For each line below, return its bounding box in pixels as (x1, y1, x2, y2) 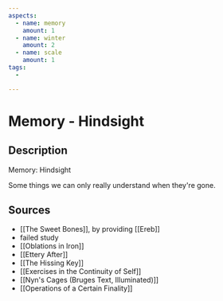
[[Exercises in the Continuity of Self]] (19, 267, 142, 276)
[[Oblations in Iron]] (19, 241, 84, 251)
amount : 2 (22, 41, 56, 49)
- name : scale (15, 49, 62, 57)
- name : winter (15, 33, 66, 42)
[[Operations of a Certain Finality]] (19, 283, 133, 293)
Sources (8, 204, 51, 217)
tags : (8, 64, 26, 72)
